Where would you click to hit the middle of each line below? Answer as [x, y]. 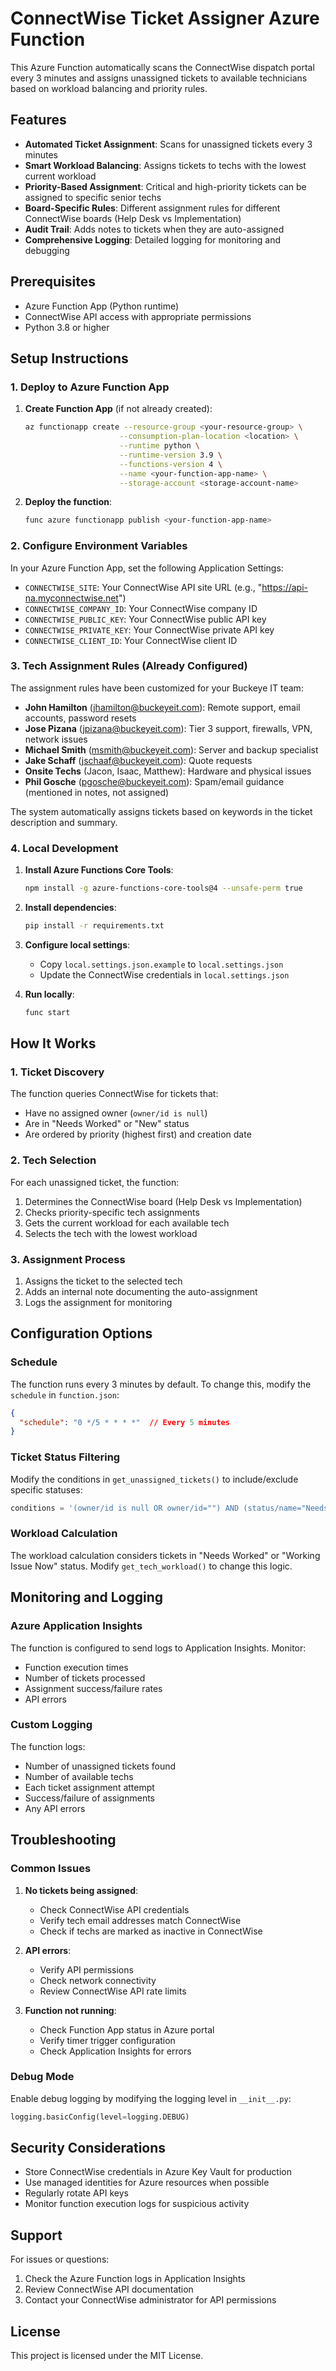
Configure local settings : [77, 944]
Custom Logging [51, 1725]
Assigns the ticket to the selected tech [103, 1281]
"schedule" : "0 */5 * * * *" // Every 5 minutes [124, 1422]
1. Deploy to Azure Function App [90, 387]
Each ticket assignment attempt [89, 1787]
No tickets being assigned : [81, 1890]
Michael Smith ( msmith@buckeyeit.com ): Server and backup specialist [171, 749]
